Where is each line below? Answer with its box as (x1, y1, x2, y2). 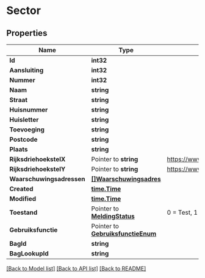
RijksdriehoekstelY (9, 165, 66, 173)
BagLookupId (9, 249, 49, 257)
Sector (6, 4, 41, 18)
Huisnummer (9, 106, 48, 114)
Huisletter (9, 116, 39, 123)
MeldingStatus (91, 212, 135, 220)
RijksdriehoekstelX (9, 155, 66, 163)
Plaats (9, 145, 28, 153)
